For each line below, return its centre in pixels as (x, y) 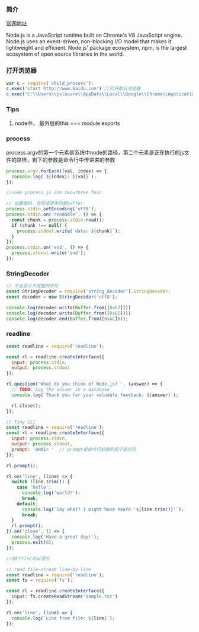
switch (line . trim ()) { (41, 482)
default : (28, 504)
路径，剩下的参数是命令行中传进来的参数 (66, 160)
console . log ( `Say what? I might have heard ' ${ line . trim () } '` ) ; (103, 509)
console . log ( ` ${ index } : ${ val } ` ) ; (54, 177)
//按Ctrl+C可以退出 (28, 559)
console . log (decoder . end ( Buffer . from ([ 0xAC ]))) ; (67, 319)
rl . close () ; (26, 406)
